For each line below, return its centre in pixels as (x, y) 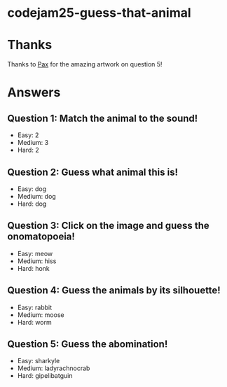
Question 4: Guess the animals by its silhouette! (114, 291)
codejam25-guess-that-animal (99, 13)
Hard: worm (34, 322)
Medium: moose (41, 315)
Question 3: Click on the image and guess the (109, 226)
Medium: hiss (37, 261)
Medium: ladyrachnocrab (54, 368)
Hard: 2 (28, 150)
